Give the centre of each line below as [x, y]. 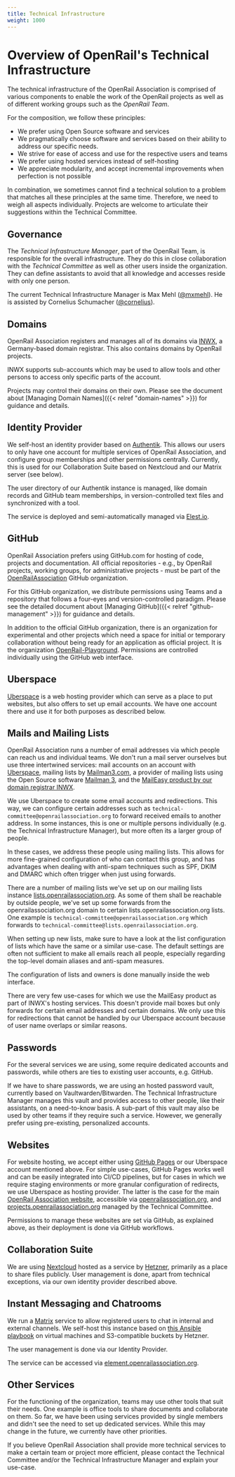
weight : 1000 [26, 20]
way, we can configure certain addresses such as [79, 809]
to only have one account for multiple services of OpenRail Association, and [117, 452]
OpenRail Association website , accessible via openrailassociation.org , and [114, 1199]
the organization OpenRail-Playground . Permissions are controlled [103, 649]
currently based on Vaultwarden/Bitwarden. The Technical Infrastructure [112, 1093]
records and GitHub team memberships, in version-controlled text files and [115, 495]
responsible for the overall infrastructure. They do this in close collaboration [117, 259]
